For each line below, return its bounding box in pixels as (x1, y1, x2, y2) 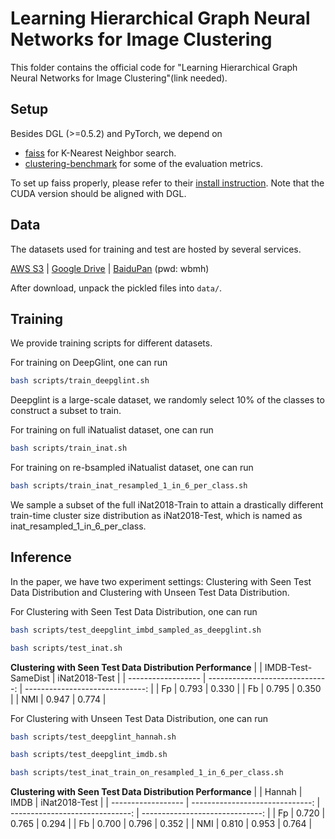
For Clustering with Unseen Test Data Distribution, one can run (10, 712, 268, 724)
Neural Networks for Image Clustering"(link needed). (10, 72, 228, 84)
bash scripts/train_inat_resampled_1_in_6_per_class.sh (10, 481, 248, 491)
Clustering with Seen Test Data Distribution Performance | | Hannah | (10, 786, 303, 798)
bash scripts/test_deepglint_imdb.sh (10, 750, 168, 760)
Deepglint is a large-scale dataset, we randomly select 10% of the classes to (10, 394, 325, 406)
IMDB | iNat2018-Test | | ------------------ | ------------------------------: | (10, 797, 321, 809)
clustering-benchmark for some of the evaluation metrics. (24, 157, 263, 169)
